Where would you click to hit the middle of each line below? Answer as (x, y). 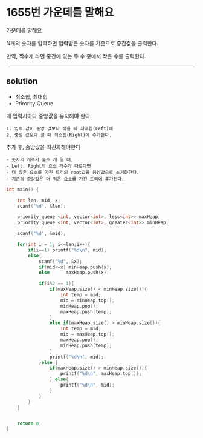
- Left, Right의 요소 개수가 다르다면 (49, 166)
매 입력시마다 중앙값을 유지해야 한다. (49, 116)
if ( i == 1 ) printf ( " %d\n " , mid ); (67, 250)
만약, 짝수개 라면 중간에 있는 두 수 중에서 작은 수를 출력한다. (76, 56)
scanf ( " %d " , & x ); (60, 261)
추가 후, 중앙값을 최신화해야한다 (43, 147)
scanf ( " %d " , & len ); (42, 206)
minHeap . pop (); (79, 306)
